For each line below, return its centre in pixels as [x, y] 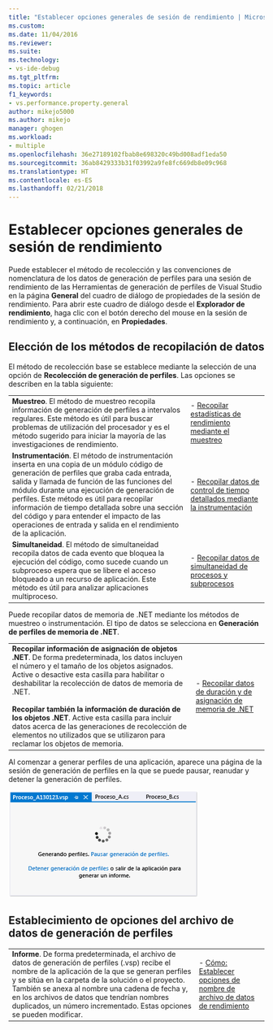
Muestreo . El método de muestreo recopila [84, 401]
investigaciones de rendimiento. [65, 444]
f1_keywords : [30, 94]
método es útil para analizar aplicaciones [80, 588]
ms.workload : [30, 137]
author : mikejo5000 [41, 111]
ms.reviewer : [30, 43]
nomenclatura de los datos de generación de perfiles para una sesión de [130, 278]
